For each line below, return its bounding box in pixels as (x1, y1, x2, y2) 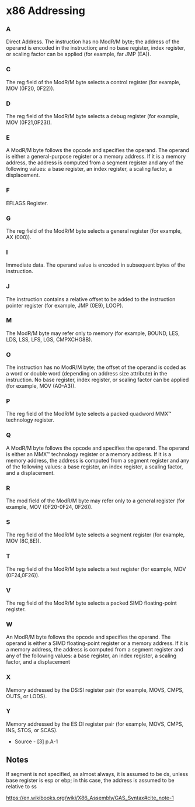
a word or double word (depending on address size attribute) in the (6, 370, 168, 377)
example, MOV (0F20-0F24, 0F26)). (6, 503, 93, 511)
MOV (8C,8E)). (6, 537, 41, 544)
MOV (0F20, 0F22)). (6, 85, 55, 92)
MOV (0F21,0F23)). (6, 119, 53, 126)
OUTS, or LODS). (6, 692, 47, 699)
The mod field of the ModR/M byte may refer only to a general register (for (6, 497, 185, 504)
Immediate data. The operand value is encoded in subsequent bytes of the (6, 261, 186, 268)
